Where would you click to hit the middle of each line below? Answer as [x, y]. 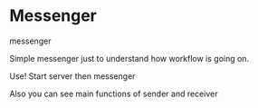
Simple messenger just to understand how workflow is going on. [129, 58]
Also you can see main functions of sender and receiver [114, 93]
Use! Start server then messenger [72, 76]
